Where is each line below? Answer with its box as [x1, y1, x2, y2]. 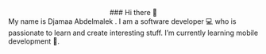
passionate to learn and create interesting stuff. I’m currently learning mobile [8, 28, 259, 37]
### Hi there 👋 [110, 8, 157, 17]
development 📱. [8, 37, 60, 46]
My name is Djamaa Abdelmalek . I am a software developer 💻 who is [8, 17, 237, 26]
